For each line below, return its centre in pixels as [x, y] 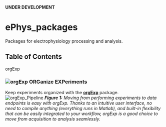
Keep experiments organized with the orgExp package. [62, 93]
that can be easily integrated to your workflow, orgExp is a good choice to [82, 114]
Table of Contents [34, 57]
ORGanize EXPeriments [58, 82]
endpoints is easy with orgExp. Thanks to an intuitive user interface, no [79, 103]
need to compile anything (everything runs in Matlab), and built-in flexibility [83, 109]
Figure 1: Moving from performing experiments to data [100, 98]
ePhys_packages [41, 27]
